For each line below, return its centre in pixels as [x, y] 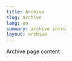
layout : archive [27, 34]
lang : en [17, 23]
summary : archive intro [36, 29]
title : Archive [25, 12]
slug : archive [24, 18]
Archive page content [33, 51]
